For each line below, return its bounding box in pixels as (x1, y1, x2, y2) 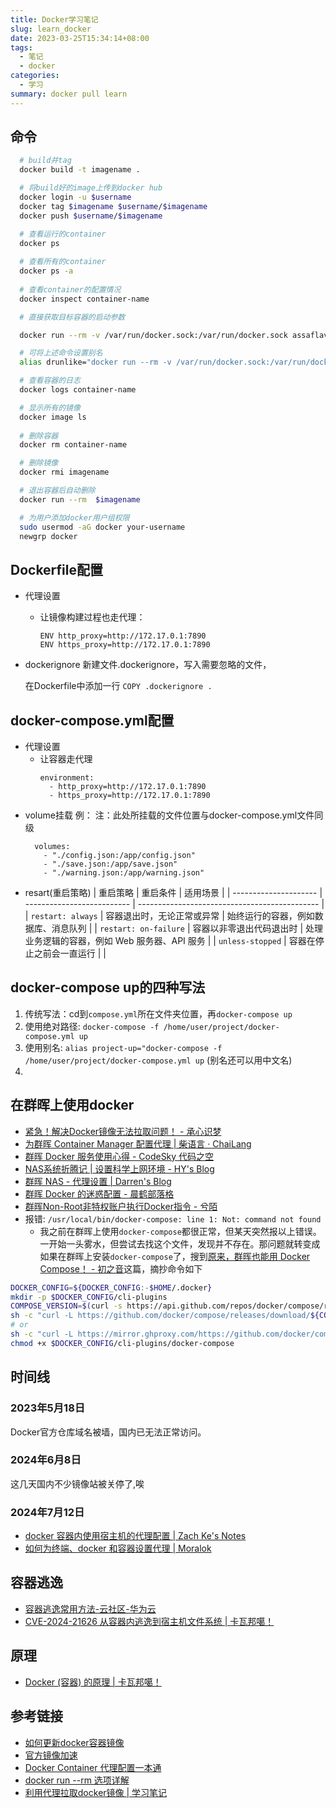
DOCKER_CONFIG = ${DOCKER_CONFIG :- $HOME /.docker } (10, 1282, 213, 1293)
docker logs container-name (19, 385, 137, 395)
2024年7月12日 (10, 1505, 85, 1519)
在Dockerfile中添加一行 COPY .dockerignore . (24, 680, 213, 692)
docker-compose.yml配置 (10, 712, 175, 729)
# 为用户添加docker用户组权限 (19, 512, 130, 523)
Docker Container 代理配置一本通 (24, 1761, 162, 1773)
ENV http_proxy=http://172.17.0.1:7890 (39, 631, 207, 641)
